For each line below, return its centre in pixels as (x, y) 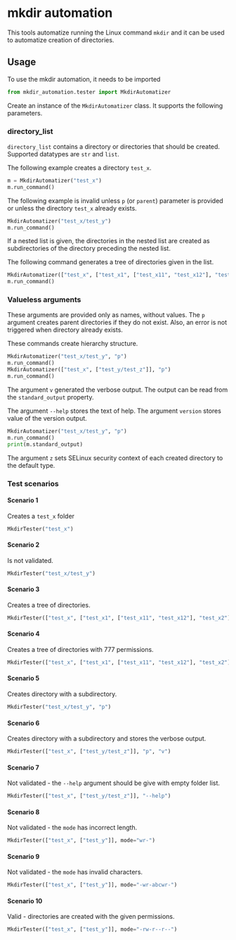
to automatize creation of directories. (61, 39)
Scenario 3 (24, 589)
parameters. (25, 113)
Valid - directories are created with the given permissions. (91, 917)
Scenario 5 (24, 679)
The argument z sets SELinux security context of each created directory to (115, 458)
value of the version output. (47, 418)
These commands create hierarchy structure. (73, 344)
